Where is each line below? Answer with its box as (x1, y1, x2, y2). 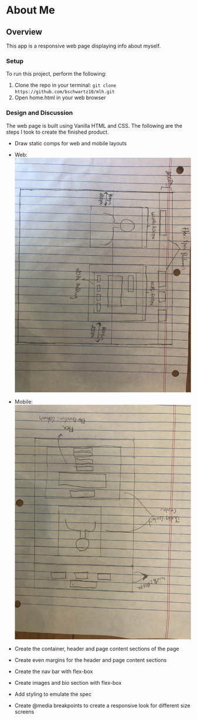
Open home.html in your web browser (14, 94, 107, 101)
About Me (6, 4, 55, 17)
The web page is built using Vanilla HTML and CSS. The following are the (6, 122, 183, 129)
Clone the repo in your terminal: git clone (14, 81, 116, 89)
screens (14, 708, 35, 715)
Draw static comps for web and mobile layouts (14, 140, 127, 147)
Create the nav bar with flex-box (14, 668, 93, 675)
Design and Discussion (6, 109, 73, 117)
